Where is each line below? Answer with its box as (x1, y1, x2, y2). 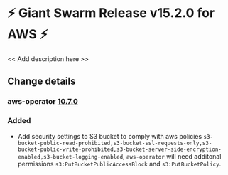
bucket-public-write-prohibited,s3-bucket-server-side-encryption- (17, 146, 222, 153)
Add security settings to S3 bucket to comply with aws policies (17, 132, 202, 140)
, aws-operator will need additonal (123, 152, 222, 160)
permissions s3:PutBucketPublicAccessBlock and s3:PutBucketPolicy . (17, 159, 222, 168)
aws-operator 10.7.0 (7, 97, 78, 107)
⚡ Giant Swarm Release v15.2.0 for (7, 5, 215, 21)
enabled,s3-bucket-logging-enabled (17, 153, 124, 160)
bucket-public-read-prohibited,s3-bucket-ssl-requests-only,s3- (17, 139, 212, 147)
